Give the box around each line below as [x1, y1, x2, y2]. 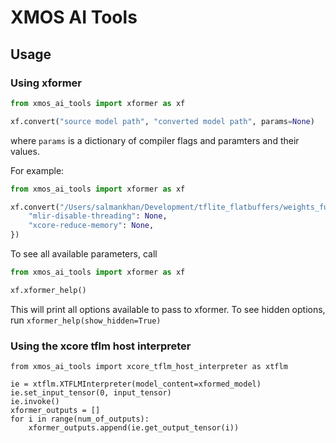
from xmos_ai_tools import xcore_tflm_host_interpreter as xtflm [10, 362, 288, 372]
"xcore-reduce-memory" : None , [28, 221, 155, 231]
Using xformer [10, 76, 82, 90]
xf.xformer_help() [10, 285, 87, 295]
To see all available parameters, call [10, 248, 158, 260]
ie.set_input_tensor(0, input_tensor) [10, 388, 172, 398]
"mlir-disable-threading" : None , [28, 211, 168, 221]
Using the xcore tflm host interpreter [10, 339, 192, 353]
